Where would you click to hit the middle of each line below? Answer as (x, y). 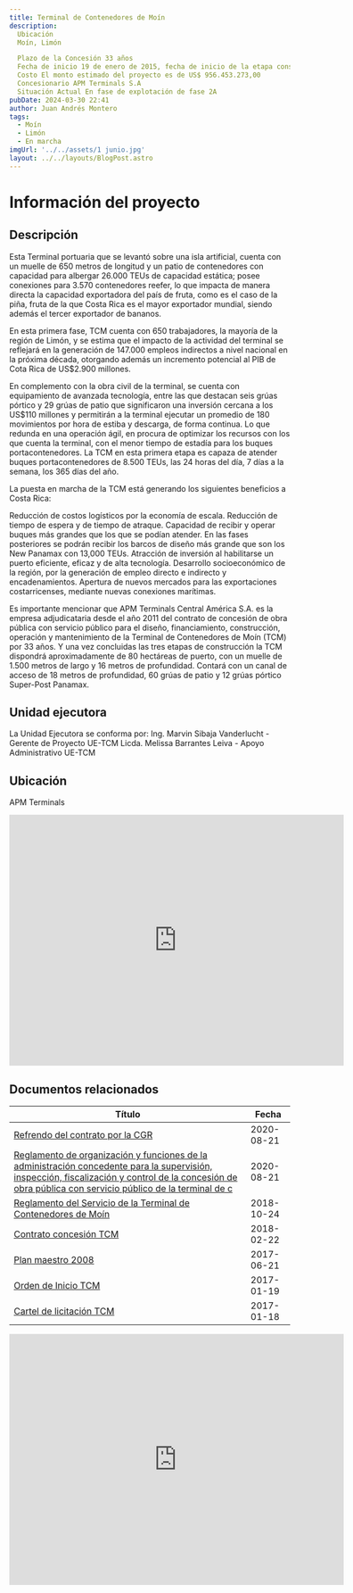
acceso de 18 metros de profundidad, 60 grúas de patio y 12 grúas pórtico (146, 675)
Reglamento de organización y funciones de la (111, 1155)
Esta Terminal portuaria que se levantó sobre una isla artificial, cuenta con (145, 256)
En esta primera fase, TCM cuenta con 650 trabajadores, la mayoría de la (144, 330)
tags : (19, 117)
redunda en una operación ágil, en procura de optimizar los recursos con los (150, 433)
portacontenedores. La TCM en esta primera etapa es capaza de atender (144, 452)
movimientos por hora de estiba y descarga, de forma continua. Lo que (140, 424)
